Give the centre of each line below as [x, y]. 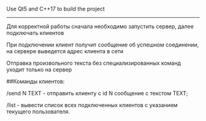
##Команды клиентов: [36, 81]
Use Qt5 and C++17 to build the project [56, 9]
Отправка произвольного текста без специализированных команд [93, 63]
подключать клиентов [35, 33]
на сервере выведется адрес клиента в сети [65, 51]
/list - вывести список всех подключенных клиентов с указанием [92, 105]
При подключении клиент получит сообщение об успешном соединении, [103, 45]
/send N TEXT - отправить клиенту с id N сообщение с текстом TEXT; [97, 93]
